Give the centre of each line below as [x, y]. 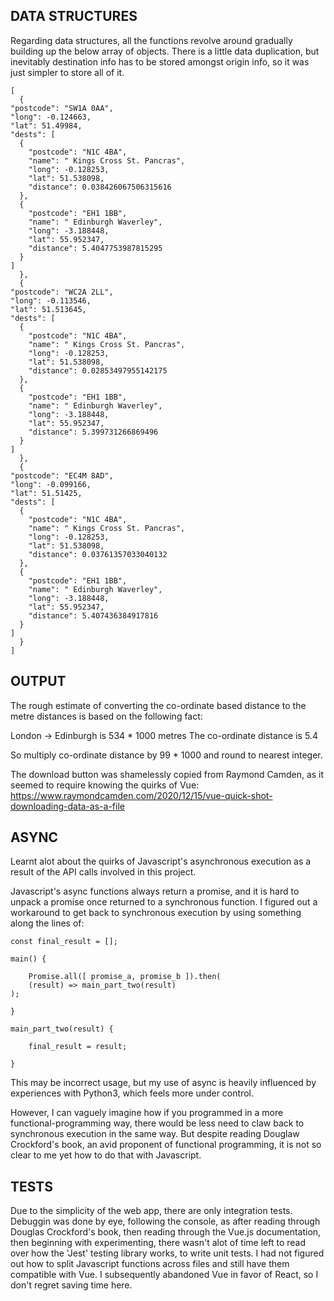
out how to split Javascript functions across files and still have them [150, 1264]
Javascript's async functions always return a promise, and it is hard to [155, 891]
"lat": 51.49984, [46, 125]
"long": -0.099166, [51, 484]
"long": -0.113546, [51, 300]
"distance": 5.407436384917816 [93, 615]
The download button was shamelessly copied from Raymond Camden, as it [167, 774]
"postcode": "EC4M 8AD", [62, 475]
